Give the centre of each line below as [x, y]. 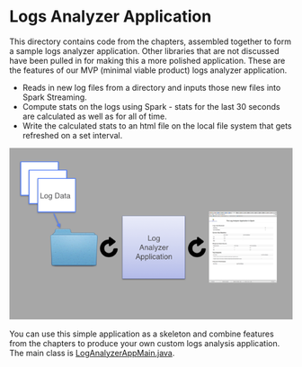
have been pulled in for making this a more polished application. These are [147, 60]
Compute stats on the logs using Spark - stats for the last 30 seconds [151, 106]
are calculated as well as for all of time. [95, 116]
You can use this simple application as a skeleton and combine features [142, 334]
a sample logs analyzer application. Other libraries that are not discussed [144, 50]
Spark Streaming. [54, 97]
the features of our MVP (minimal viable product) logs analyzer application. [148, 70]
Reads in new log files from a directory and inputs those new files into [151, 87]
